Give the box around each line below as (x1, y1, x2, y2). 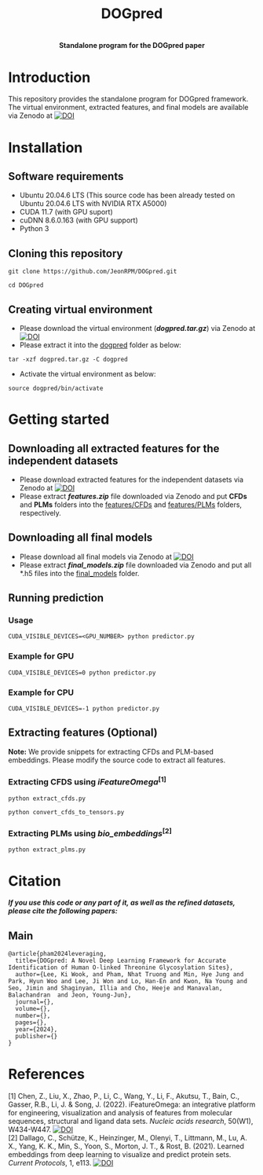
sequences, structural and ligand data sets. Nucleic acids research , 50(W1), (8, 1117, 254, 1126)
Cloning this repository (8, 247, 123, 260)
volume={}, (15, 1005, 51, 1013)
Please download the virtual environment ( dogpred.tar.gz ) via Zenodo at (19, 323, 256, 332)
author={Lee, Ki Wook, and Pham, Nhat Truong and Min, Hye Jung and (15, 971, 244, 979)
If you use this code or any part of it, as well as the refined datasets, (8, 898, 236, 908)
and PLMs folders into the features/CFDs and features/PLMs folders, (19, 500, 242, 509)
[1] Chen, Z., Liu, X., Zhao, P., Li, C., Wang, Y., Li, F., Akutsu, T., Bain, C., (8, 1092, 240, 1101)
